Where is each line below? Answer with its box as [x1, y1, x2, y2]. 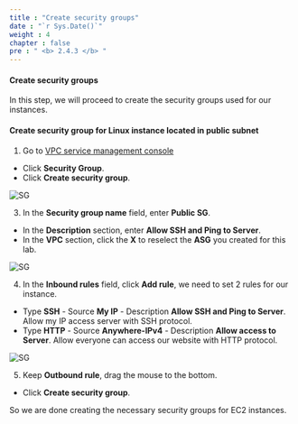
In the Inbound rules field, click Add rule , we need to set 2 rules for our [22, 279, 289, 290]
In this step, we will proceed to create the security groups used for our [9, 95, 272, 106]
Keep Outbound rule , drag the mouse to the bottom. [22, 369, 218, 380]
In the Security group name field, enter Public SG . [22, 207, 210, 217]
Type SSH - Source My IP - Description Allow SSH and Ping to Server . [22, 306, 286, 317]
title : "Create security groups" [9, 13, 140, 23]
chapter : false [9, 38, 70, 48]
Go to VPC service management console [22, 145, 174, 156]
